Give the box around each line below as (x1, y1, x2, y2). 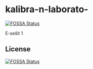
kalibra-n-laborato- (5, 4, 88, 15)
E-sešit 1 (5, 30, 23, 36)
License (5, 45, 31, 54)
